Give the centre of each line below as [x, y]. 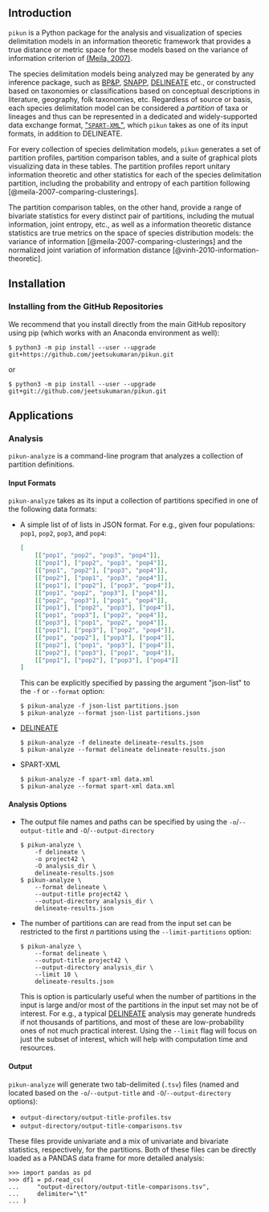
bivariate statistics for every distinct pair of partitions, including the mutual [131, 215]
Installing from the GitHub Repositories [86, 307]
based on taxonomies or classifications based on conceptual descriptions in [134, 91]
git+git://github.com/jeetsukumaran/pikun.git [88, 391]
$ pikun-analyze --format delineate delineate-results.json [122, 750]
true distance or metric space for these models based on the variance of [128, 49]
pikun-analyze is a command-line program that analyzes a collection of [126, 456]
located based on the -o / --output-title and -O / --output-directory [120, 1092]
